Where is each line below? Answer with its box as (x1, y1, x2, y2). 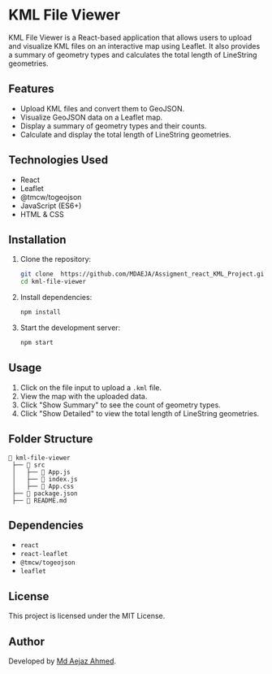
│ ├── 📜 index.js (11, 475, 79, 483)
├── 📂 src (11, 461, 45, 469)
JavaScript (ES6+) (19, 201, 82, 211)
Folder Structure (8, 433, 93, 446)
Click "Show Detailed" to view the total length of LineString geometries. (19, 408, 260, 418)
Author (8, 634, 45, 648)
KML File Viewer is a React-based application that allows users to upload (8, 33, 253, 42)
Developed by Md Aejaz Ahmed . (8, 656, 116, 666)
